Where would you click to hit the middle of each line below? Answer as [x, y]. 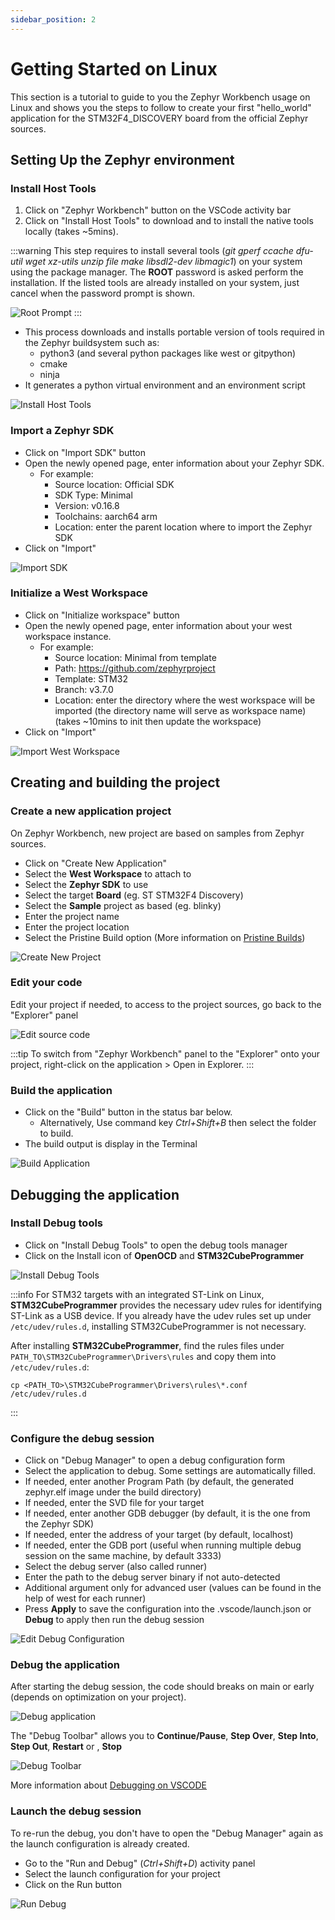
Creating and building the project [115, 782]
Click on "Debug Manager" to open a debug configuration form [155, 1460]
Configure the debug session [82, 1438]
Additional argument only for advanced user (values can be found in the [173, 1588]
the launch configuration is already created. [100, 1843]
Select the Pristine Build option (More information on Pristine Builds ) [165, 937]
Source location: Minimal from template [135, 657]
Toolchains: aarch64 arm [106, 516]
